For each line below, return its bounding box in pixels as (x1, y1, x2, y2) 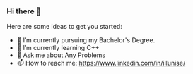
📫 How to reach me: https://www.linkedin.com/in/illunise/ (16, 59, 186, 68)
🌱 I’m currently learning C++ (16, 44, 100, 52)
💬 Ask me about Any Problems (16, 51, 106, 59)
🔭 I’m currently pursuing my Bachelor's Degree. (16, 36, 156, 44)
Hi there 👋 (6, 6, 42, 16)
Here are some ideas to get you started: (6, 23, 123, 31)
